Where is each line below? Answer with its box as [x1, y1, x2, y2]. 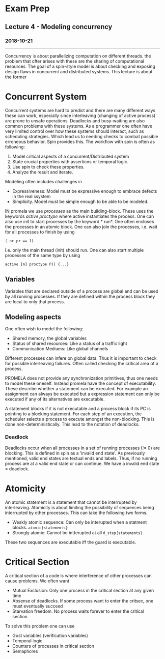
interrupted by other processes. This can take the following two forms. [5, 510, 148, 516]
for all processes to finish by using [5, 229, 75, 235]
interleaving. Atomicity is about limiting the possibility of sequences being [5, 504, 154, 510]
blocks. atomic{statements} [12, 524, 68, 530]
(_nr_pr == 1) [5, 238, 34, 243]
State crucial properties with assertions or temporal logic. [12, 158, 129, 165]
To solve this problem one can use [5, 623, 75, 629]
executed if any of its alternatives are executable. [5, 396, 105, 402]
